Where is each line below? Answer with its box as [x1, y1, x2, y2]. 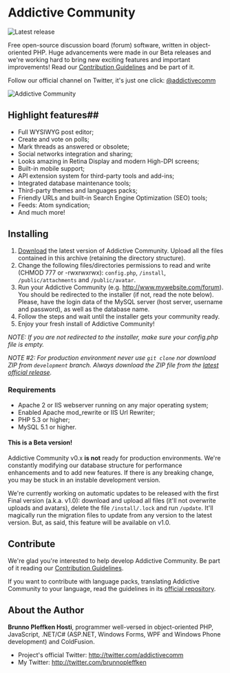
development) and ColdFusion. [8, 637, 95, 645]
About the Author [8, 604, 85, 617]
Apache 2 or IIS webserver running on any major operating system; [17, 400, 209, 409]
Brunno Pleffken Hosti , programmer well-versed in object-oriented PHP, [8, 623, 214, 631]
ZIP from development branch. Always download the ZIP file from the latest [8, 361, 219, 369]
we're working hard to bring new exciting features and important [8, 55, 191, 63]
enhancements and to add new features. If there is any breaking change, [8, 469, 214, 477]
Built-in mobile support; [17, 164, 85, 173]
